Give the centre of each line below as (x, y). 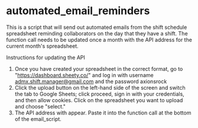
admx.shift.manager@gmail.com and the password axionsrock (91, 81)
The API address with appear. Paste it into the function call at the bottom (103, 113)
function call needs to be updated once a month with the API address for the (99, 40)
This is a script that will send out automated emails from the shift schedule (97, 27)
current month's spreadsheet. (42, 46)
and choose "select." (40, 106)
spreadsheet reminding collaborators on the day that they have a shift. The (97, 33)
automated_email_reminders (78, 11)
